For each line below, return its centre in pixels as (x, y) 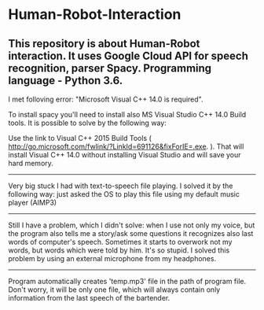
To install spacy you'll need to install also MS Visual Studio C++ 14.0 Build (127, 114)
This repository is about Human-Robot (104, 44)
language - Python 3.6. (66, 80)
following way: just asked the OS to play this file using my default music (124, 194)
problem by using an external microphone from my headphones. (112, 258)
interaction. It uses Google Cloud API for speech (128, 55)
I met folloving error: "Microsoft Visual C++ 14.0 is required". (106, 99)
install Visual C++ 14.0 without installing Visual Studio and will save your (125, 155)
